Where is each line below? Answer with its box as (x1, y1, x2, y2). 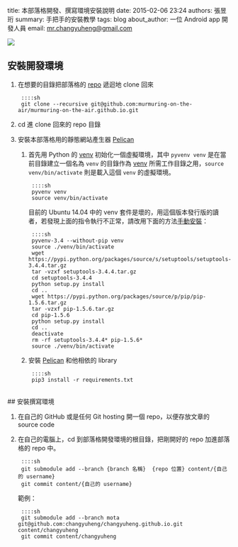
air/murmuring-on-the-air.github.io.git (17, 106, 139, 114)
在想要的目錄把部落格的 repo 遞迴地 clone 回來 (17, 80, 154, 89)
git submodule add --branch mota (21, 514, 120, 521)
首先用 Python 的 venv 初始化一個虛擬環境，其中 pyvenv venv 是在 (28, 150, 221, 158)
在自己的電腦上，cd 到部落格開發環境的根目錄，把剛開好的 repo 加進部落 (17, 435, 230, 443)
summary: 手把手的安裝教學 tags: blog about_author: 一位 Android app (15, 15, 221, 23)
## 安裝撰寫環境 (7, 397, 55, 406)
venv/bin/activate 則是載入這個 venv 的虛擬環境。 (28, 167, 175, 176)
